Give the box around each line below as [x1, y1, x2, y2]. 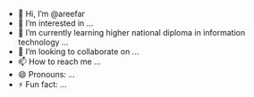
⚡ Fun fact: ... [17, 79, 67, 89]
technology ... [17, 36, 69, 47]
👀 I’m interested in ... [17, 18, 94, 28]
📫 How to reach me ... [17, 56, 101, 67]
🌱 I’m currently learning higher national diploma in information [17, 28, 246, 37]
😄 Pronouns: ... [17, 69, 76, 79]
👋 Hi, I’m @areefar [17, 9, 85, 19]
